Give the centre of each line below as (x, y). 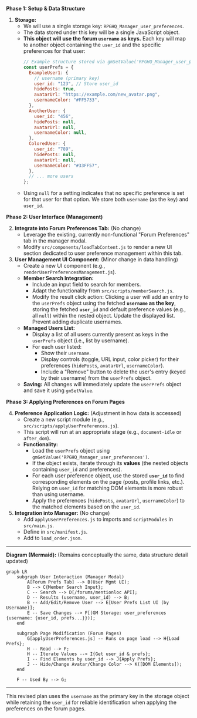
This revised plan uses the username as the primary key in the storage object (98, 696)
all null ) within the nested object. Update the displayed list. (103, 316)
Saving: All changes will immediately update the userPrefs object (102, 385)
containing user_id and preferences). (77, 470)
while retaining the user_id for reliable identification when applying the (91, 702)
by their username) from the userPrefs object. (96, 378)
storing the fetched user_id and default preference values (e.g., (109, 309)
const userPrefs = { (48, 67)
